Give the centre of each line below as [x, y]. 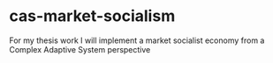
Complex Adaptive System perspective [80, 49]
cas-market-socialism [92, 16]
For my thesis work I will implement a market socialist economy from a [137, 40]
